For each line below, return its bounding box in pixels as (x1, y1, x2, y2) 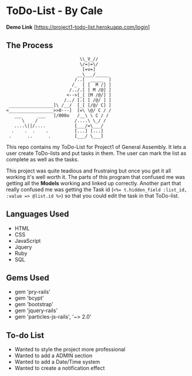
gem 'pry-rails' (14, 289, 51, 296)
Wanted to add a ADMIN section (14, 352, 93, 359)
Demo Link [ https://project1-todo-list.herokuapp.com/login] (6, 23, 150, 31)
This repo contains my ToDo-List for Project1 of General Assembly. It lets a (6, 143, 186, 150)
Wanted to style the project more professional (14, 346, 126, 353)
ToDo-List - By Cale (6, 4, 103, 18)
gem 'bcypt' (14, 294, 44, 302)
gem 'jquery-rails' (14, 307, 58, 314)
